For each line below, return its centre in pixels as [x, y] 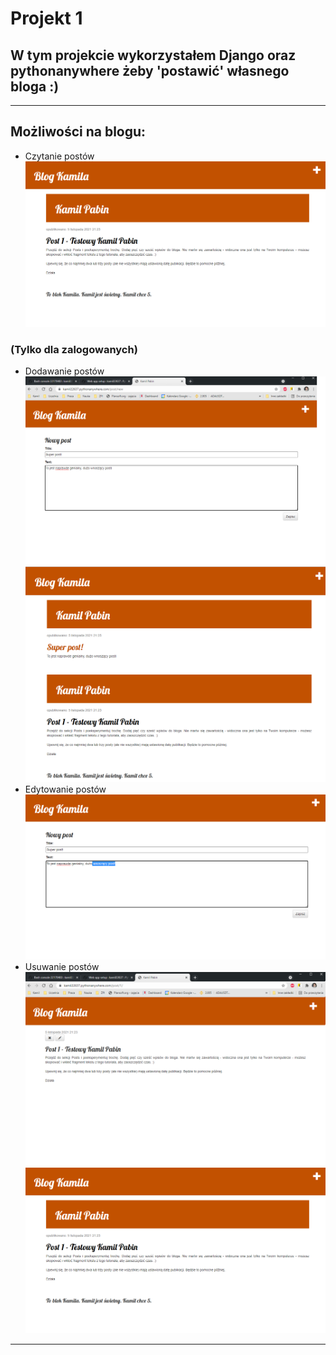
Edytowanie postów [65, 789]
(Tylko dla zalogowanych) [74, 349]
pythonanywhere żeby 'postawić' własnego [150, 70]
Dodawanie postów [64, 371]
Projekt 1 [46, 18]
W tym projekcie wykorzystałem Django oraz [153, 55]
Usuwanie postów [62, 967]
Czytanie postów [59, 156]
